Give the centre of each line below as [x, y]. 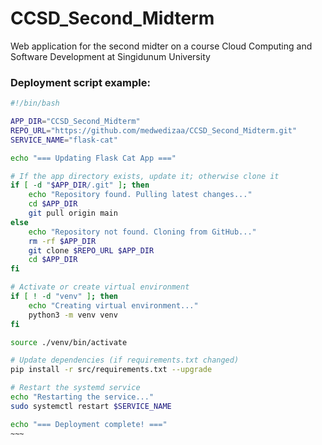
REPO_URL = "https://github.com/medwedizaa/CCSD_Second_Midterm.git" [154, 130]
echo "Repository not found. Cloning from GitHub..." [142, 232]
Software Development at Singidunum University [110, 56]
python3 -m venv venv [73, 315]
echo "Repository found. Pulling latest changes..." [140, 195]
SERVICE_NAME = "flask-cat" [64, 140]
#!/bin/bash [35, 103]
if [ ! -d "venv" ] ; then [64, 297]
